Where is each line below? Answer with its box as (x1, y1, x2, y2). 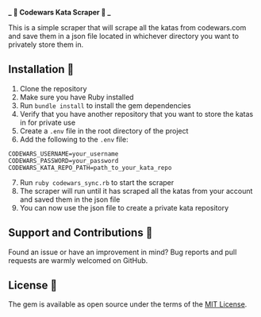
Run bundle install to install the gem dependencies (19, 100, 192, 110)
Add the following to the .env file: (19, 134, 129, 144)
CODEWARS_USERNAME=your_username (8, 149, 119, 158)
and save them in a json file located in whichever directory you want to (8, 32, 240, 41)
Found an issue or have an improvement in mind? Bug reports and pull (8, 247, 237, 257)
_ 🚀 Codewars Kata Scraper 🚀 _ (8, 8, 111, 17)
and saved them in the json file (19, 195, 121, 204)
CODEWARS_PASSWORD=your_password (8, 157, 119, 164)
